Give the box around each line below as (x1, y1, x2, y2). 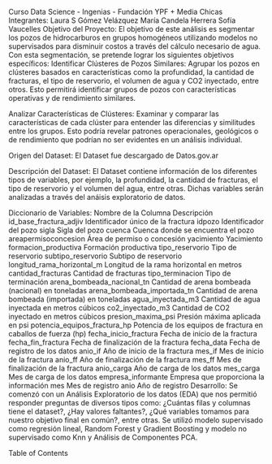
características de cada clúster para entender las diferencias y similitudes (8, 118, 256, 127)
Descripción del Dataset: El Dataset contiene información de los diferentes (8, 167, 257, 176)
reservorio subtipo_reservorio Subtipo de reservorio (8, 251, 183, 261)
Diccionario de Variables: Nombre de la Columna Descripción (8, 208, 214, 218)
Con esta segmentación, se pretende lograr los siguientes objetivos (8, 50, 235, 59)
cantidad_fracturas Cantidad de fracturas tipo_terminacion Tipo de (8, 268, 231, 278)
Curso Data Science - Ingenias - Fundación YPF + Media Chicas (8, 7, 223, 16)
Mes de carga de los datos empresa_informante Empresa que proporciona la (8, 372, 265, 381)
